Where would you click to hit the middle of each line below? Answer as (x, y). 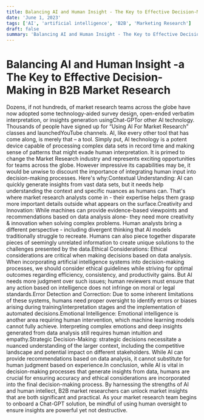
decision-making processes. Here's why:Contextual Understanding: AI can (100, 178)
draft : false (23, 29)
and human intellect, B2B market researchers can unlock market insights (97, 391)
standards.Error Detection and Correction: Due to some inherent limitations (100, 294)
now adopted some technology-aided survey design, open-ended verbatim (100, 113)
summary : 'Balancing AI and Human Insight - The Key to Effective (92, 35)
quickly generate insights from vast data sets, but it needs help (85, 185)
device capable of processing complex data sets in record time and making (100, 146)
